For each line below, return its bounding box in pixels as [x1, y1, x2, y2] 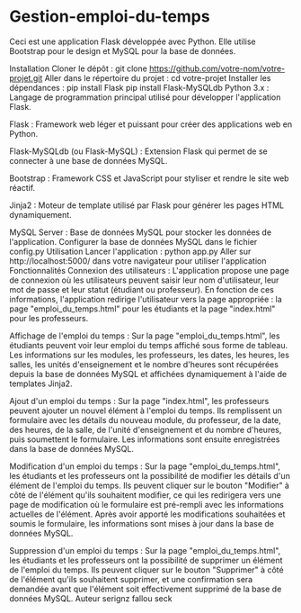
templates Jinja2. [9, 378, 74, 389]
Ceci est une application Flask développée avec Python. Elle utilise [9, 36, 256, 47]
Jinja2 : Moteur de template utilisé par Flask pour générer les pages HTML [9, 200, 285, 211]
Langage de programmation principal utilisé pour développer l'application [9, 92, 281, 103]
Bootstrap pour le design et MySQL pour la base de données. [9, 45, 236, 56]
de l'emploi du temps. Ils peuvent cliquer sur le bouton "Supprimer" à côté [9, 564, 285, 575]
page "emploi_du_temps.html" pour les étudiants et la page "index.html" [9, 303, 276, 314]
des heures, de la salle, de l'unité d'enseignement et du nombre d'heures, [9, 424, 282, 435]
